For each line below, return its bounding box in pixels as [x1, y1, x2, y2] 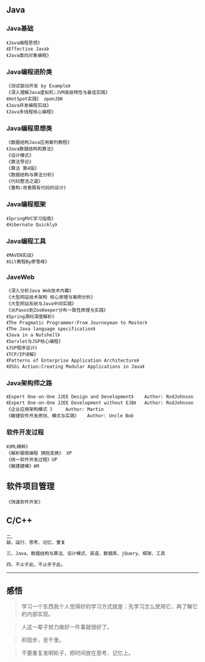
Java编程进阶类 [6, 67, 52, 76]
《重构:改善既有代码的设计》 [6, 185, 68, 191]
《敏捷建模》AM [6, 463, 40, 469]
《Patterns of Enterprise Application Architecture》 [6, 358, 139, 364]
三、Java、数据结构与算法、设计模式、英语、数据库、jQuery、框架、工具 [6, 550, 166, 556]
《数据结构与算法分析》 [6, 172, 57, 178]
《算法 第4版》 [6, 165, 40, 171]
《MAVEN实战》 [6, 252, 36, 258]
